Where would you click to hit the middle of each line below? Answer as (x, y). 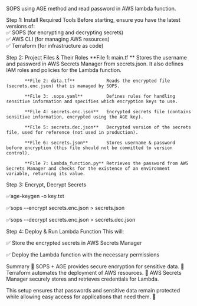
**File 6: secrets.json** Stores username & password (100, 143)
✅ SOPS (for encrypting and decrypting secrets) (65, 32)
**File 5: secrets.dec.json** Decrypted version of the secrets (108, 127)
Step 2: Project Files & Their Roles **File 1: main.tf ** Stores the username (96, 57)
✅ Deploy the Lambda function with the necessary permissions (83, 255)
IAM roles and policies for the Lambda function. (64, 70)
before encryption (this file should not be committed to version (89, 148)
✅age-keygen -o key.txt (35, 196)
